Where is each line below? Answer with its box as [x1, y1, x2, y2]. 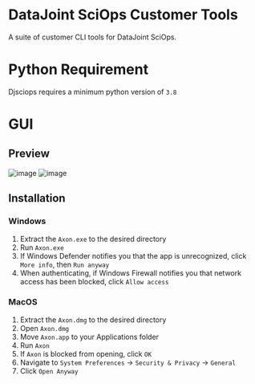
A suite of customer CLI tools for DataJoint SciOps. [8, 32, 177, 42]
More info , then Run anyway [19, 259, 110, 269]
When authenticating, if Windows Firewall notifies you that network [19, 268, 242, 278]
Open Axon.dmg [19, 323, 70, 333]
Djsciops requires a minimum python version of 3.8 [8, 87, 177, 96]
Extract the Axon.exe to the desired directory [19, 234, 167, 243]
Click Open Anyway [19, 366, 79, 375]
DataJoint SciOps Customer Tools [8, 6, 238, 24]
